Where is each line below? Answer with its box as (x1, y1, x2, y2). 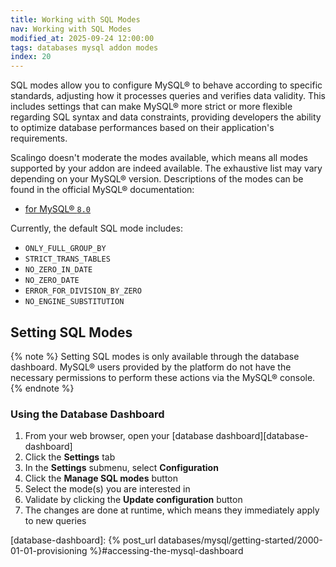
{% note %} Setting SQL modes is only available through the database (10, 350, 300, 362)
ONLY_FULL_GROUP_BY (24, 244, 107, 254)
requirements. (10, 132, 68, 145)
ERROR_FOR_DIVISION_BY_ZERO (24, 286, 142, 296)
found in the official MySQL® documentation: (10, 184, 195, 196)
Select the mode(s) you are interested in (24, 483, 191, 495)
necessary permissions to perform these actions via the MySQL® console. (10, 371, 316, 383)
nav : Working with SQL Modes (10, 24, 132, 34)
